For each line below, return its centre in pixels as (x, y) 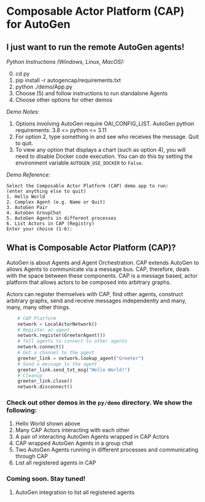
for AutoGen (38, 24)
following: (22, 410)
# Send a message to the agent (57, 364)
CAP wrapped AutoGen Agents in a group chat (74, 443)
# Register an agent (44, 330)
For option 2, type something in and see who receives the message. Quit (107, 137)
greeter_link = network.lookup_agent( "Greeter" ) (81, 358)
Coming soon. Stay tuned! (46, 479)
